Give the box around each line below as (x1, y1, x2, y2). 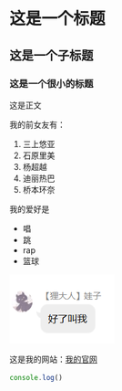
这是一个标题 (9, 8, 107, 29)
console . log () (9, 373, 64, 382)
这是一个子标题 (9, 48, 94, 63)
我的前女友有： (9, 119, 66, 130)
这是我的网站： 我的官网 (9, 354, 97, 365)
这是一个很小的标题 (9, 77, 94, 90)
